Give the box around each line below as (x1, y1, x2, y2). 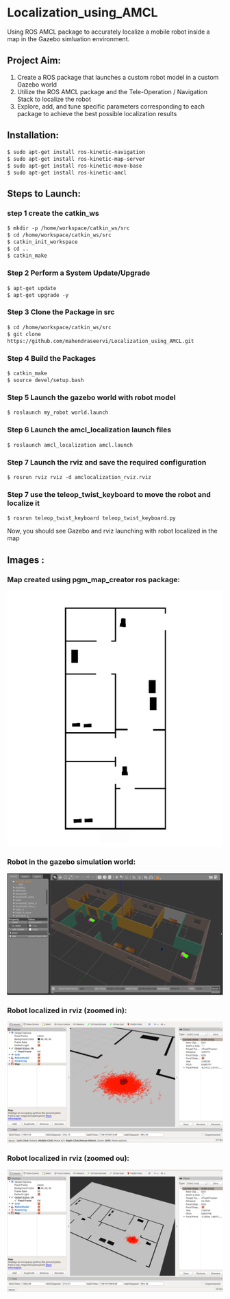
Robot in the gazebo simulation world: (7, 857, 136, 867)
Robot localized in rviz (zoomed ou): (7, 1153, 130, 1163)
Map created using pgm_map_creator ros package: (7, 575, 180, 584)
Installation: (7, 129, 60, 142)
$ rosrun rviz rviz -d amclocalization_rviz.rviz (7, 474, 152, 481)
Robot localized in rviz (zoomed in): (7, 1006, 127, 1015)
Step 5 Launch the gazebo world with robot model (7, 393, 176, 403)
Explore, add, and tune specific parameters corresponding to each (16, 102, 205, 111)
